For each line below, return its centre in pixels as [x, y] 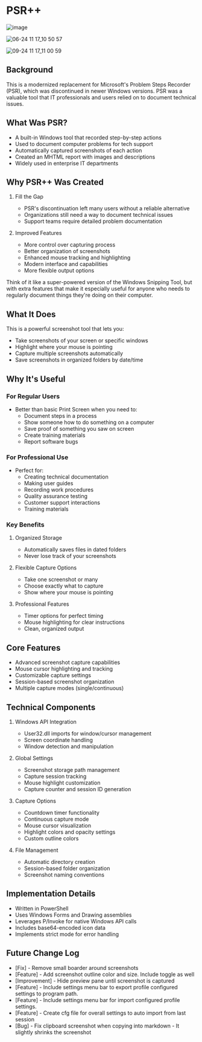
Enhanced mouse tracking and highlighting [77, 257]
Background [30, 70]
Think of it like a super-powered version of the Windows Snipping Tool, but [99, 282]
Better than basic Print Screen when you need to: [76, 409]
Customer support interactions [62, 503]
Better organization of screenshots [67, 251]
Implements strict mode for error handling [67, 934]
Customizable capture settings [53, 675]
